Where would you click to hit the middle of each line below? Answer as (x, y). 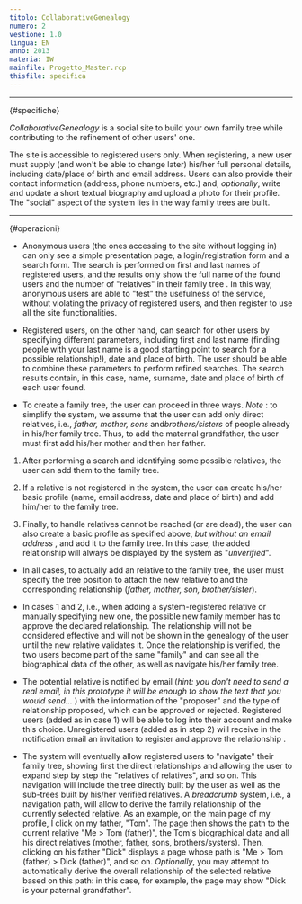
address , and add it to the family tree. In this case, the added (136, 543)
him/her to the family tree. (70, 506)
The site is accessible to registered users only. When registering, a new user (151, 155)
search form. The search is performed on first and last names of (141, 264)
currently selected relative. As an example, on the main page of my (146, 813)
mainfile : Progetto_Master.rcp (68, 68)
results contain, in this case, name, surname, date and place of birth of (153, 378)
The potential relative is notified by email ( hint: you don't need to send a (155, 681)
